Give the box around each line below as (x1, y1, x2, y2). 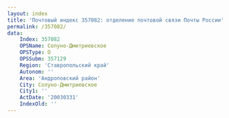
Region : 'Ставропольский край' (19, 62, 110, 69)
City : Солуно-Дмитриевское (19, 81, 98, 88)
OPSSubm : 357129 (19, 56, 67, 62)
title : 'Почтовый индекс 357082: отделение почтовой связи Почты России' (7, 17, 225, 24)
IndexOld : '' (19, 101, 57, 108)
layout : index (7, 10, 48, 17)
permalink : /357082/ (7, 23, 67, 30)
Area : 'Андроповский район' (19, 74, 100, 82)
